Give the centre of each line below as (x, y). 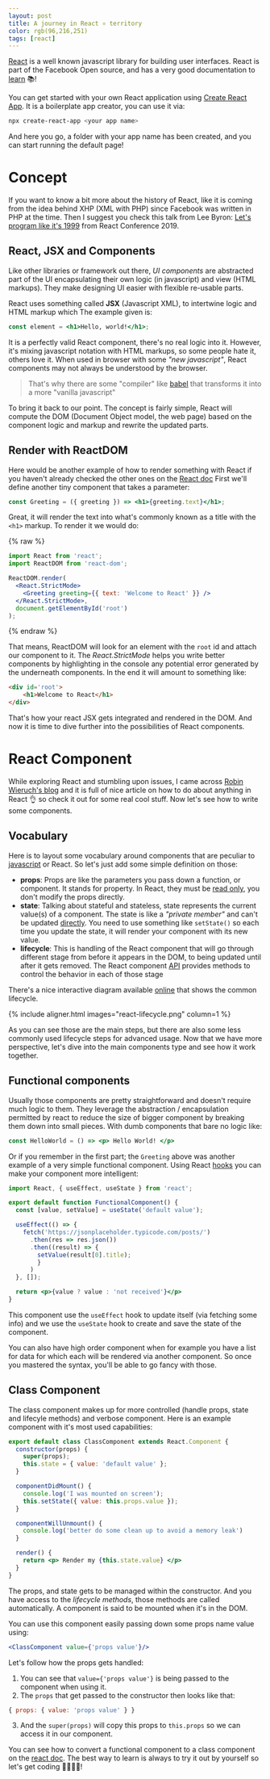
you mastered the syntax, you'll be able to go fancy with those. (113, 1365)
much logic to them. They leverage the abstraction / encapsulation (118, 1109)
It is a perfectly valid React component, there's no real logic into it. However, (135, 342)
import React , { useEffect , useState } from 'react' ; (101, 1188)
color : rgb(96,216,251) (48, 31)
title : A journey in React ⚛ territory (75, 23)
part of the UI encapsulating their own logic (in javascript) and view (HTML (132, 279)
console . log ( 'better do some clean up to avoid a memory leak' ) (133, 1531)
